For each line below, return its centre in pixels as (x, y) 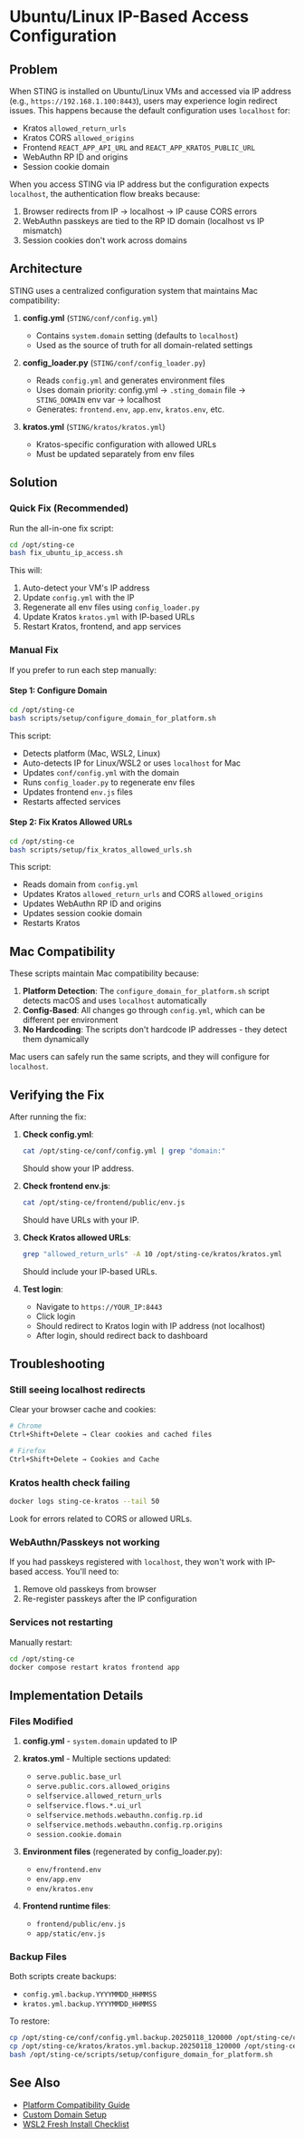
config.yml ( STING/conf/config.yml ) (90, 317)
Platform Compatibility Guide (76, 2104)
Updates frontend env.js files (77, 792)
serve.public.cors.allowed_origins (103, 1787)
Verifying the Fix (57, 1095)
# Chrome (26, 1426)
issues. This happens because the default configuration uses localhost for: (150, 110)
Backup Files (38, 1957)
